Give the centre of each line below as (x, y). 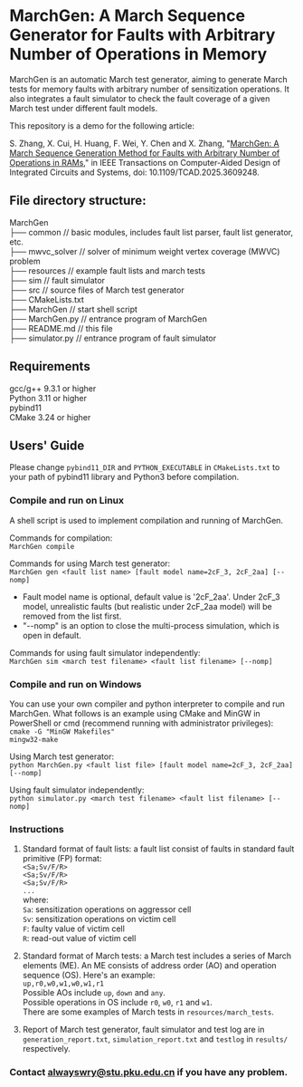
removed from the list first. (72, 616)
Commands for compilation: (61, 538)
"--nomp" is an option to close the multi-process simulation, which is (151, 625)
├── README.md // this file (61, 328)
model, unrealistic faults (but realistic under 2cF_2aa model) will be (147, 606)
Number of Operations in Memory (138, 54)
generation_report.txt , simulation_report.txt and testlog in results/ (155, 1039)
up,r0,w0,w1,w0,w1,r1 (63, 984)
